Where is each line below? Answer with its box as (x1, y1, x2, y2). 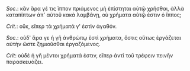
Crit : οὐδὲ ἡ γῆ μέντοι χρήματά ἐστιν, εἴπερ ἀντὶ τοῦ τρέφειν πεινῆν (6, 52, 173, 59)
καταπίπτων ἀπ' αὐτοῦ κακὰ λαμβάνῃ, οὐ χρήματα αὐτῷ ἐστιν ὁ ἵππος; (6, 11, 182, 18)
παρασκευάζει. (6, 59, 43, 65)
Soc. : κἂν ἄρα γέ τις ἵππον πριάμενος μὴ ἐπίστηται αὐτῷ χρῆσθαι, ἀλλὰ (6, 5, 185, 12)
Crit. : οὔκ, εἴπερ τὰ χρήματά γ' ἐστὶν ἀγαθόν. (6, 23, 117, 30)
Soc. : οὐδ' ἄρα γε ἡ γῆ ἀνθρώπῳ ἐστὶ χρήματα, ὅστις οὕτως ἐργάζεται (6, 34, 182, 41)
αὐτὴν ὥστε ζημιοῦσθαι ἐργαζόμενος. (6, 41, 101, 47)
